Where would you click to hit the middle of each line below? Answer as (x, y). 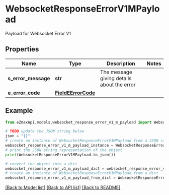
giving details (116, 78)
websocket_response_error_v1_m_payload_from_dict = (60, 178)
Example (19, 111)
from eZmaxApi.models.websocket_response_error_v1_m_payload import (78, 122)
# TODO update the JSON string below (45, 132)
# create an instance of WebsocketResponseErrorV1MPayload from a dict (82, 173)
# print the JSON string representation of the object (64, 150)
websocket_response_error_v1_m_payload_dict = (55, 169)
